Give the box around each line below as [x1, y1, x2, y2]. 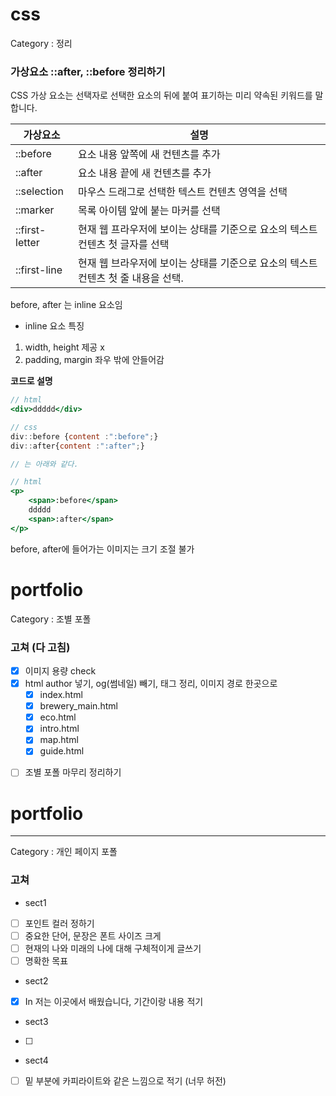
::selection [15, 184, 64, 198]
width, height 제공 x [24, 341, 105, 353]
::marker [15, 203, 55, 217]
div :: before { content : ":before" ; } [10, 431, 159, 442]
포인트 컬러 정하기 [24, 917, 95, 929]
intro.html [39, 723, 80, 735]
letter [15, 236, 40, 250]
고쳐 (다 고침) [10, 640, 71, 654]
